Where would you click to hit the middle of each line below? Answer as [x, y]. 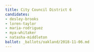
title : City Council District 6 [38, 10]
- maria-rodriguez [24, 28]
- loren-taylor [21, 24]
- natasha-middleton [26, 38]
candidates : [17, 14]
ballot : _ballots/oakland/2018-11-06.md [47, 42]
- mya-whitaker [21, 33]
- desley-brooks [22, 19]
